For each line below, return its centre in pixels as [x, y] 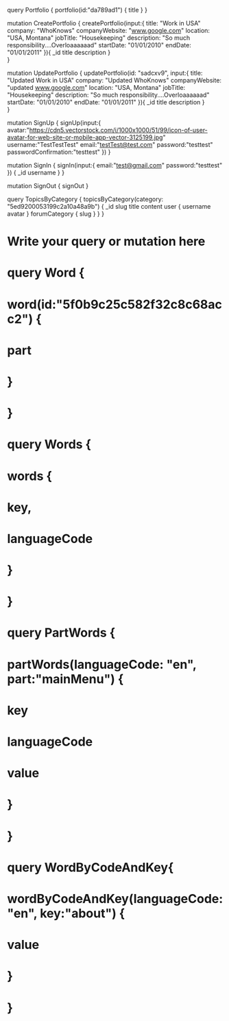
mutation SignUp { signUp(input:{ [54, 123]
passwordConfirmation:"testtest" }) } [59, 152]
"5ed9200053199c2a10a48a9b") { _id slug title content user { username [109, 206]
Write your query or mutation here [106, 241]
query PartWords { [61, 633]
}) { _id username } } [36, 172]
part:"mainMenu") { [65, 679]
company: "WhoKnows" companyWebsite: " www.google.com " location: [109, 31]
